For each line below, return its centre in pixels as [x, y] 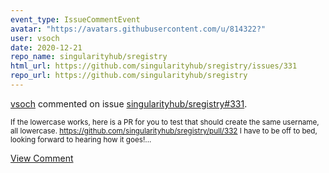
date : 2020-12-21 [46, 47]
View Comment [42, 158]
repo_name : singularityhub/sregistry [89, 57]
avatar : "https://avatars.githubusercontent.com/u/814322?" [138, 29]
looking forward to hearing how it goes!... [81, 139]
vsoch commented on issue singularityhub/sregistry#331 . [129, 103]
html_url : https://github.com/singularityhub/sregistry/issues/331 [154, 66]
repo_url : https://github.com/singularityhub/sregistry [129, 76]
